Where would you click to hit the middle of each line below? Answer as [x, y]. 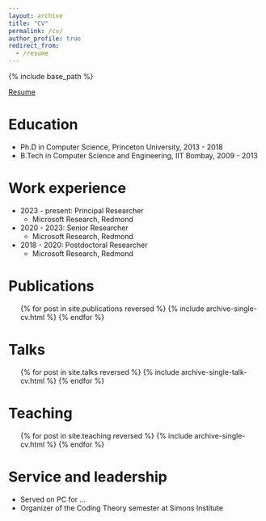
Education [43, 125]
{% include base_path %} [51, 76]
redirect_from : [34, 46]
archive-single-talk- [214, 372]
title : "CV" [28, 23]
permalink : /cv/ [36, 31]
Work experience [68, 189]
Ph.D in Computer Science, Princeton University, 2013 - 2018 [122, 147]
